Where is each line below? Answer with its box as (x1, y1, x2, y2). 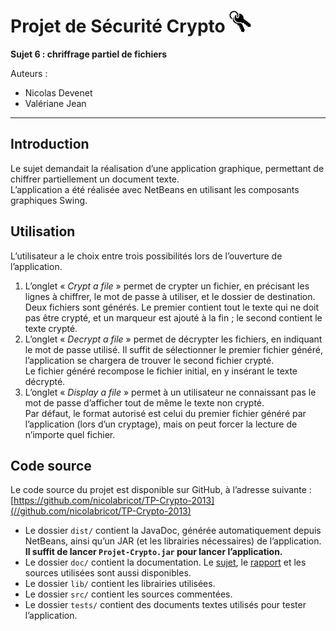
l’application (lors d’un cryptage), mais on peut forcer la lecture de (24, 418, 298, 430)
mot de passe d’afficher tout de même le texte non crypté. (24, 396, 265, 409)
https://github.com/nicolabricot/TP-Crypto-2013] (13, 495, 215, 507)
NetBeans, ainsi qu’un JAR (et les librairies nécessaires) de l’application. (24, 535, 322, 547)
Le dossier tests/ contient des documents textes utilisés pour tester (24, 599, 307, 611)
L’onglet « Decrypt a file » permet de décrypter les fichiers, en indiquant (24, 333, 323, 345)
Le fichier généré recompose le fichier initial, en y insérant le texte (24, 365, 298, 377)
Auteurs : (10, 67, 48, 79)
